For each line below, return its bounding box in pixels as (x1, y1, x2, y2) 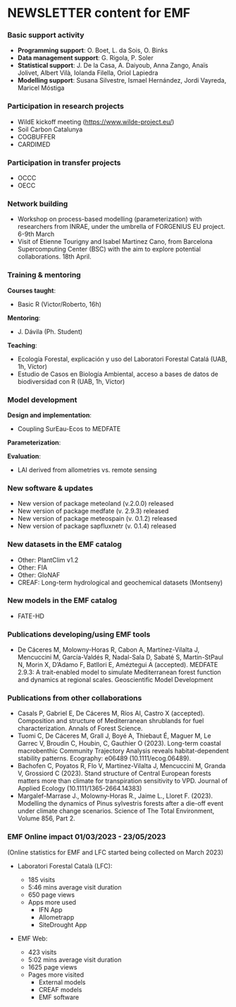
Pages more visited (27, 970, 85, 979)
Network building (7, 199, 68, 208)
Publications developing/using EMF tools (7, 629, 151, 639)
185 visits (27, 875, 56, 884)
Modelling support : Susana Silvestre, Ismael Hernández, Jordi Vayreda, (17, 76, 227, 85)
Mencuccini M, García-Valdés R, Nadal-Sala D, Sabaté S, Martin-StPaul (17, 653, 224, 661)
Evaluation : (7, 452, 41, 460)
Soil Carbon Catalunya (17, 125, 83, 134)
